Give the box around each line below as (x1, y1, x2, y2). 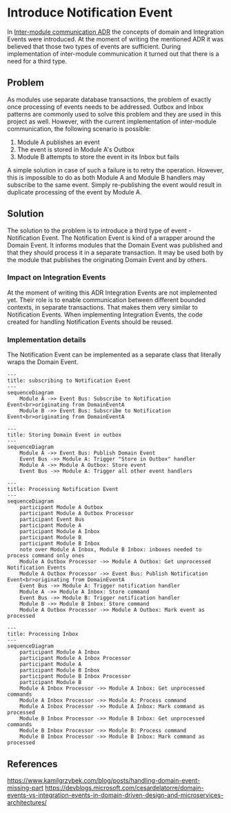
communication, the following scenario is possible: (7, 124, 151, 132)
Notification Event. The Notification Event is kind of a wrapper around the (7, 233, 215, 242)
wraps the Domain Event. (7, 358, 79, 366)
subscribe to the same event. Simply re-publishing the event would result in (7, 181, 222, 189)
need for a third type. (7, 57, 68, 65)
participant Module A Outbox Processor (19, 510, 134, 517)
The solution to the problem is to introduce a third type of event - (7, 226, 192, 234)
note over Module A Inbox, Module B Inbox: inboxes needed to (19, 546, 202, 553)
